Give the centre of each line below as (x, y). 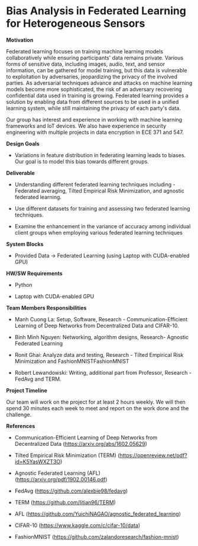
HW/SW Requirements (35, 273)
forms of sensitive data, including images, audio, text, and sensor (86, 64)
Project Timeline (27, 390)
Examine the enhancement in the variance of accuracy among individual (103, 226)
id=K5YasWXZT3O (38, 461)
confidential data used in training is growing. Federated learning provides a (98, 95)
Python (23, 285)
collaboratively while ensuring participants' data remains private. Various (95, 58)
